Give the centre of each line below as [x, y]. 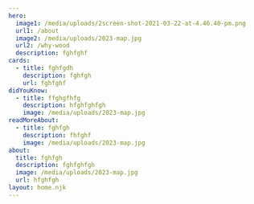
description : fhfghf [57, 135]
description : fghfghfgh [55, 165]
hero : [17, 16]
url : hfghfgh [37, 180]
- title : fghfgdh [45, 68]
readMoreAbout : [34, 120]
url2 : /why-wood [43, 46]
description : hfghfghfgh [64, 105]
